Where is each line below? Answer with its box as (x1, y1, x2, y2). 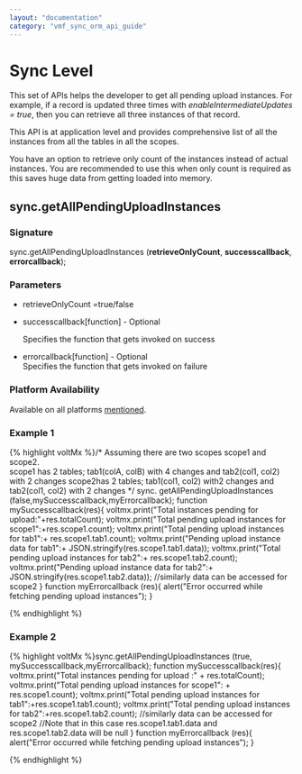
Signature (9, 226, 54, 239)
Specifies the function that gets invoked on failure (22, 361, 208, 372)
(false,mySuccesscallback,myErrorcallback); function (9, 495, 208, 505)
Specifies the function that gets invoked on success (22, 334, 215, 345)
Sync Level (9, 60, 94, 81)
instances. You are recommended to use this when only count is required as (9, 163, 291, 174)
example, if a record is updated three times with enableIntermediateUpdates (9, 100, 293, 111)
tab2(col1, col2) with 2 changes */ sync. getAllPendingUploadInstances (9, 486, 274, 496)
